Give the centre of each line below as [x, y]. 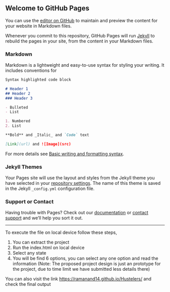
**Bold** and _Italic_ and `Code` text [47, 135]
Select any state [29, 253]
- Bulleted [17, 107]
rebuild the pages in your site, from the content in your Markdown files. [79, 41]
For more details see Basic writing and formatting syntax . [65, 154]
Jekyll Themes [24, 167]
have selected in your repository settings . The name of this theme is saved [83, 183]
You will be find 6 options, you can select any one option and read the [85, 258]
